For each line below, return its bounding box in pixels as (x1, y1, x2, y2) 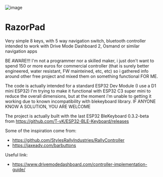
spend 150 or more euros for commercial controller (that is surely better (5, 63, 149, 68)
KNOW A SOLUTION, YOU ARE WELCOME (5, 103, 91, 110)
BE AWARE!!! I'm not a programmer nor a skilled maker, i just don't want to (5, 58, 154, 64)
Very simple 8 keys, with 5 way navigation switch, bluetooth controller (5, 38, 146, 44)
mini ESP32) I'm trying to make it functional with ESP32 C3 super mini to (5, 88, 151, 94)
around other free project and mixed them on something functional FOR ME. (5, 73, 158, 79)
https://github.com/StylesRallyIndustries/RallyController (12, 137, 125, 143)
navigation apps (5, 48, 38, 54)
